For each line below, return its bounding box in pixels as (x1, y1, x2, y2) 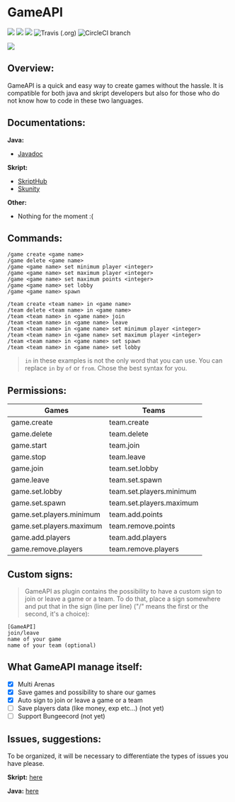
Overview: (7, 62, 55, 74)
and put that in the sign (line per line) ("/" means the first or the (24, 602, 209, 610)
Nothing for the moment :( (17, 212, 94, 220)
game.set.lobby (11, 487, 62, 497)
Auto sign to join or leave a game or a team (17, 696, 143, 704)
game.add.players (11, 533, 71, 543)
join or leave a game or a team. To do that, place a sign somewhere (24, 594, 221, 603)
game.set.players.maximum (11, 521, 103, 531)
